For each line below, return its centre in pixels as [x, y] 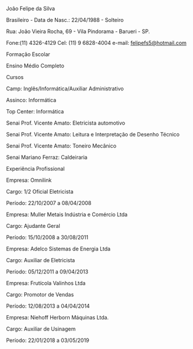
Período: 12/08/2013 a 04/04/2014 [48, 306]
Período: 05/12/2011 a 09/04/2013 [47, 272]
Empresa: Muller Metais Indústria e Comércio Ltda [67, 214]
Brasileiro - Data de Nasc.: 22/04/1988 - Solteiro [65, 20]
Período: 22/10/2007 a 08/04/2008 [49, 203]
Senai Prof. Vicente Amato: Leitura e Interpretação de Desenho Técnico [93, 134]
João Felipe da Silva [30, 9]
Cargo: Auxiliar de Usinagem [41, 329]
